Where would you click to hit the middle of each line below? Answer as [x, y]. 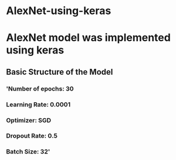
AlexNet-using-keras [59, 11]
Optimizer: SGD [29, 120]
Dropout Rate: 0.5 [32, 136]
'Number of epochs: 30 [40, 88]
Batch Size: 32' [28, 152]
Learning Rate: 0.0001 [38, 104]
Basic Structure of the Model [60, 72]
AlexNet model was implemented [89, 38]
